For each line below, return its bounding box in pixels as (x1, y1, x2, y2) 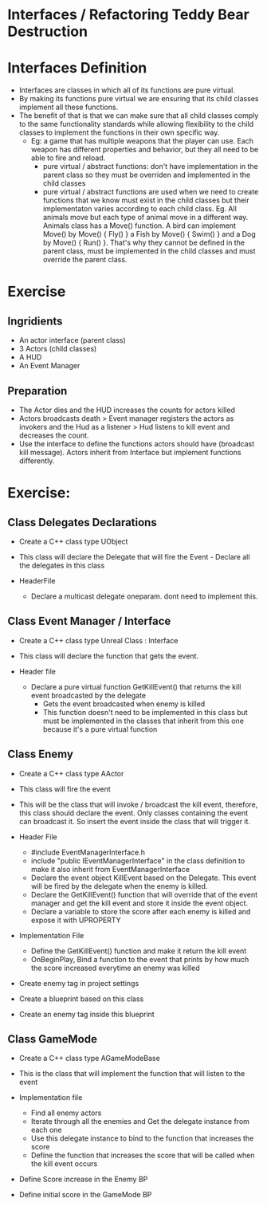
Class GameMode (7, 1032, 97, 1046)
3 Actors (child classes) (18, 344, 97, 354)
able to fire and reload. (30, 153, 106, 163)
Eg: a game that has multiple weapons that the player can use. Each (30, 136, 254, 146)
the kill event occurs (30, 1159, 98, 1169)
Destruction (7, 22, 88, 41)
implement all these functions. (18, 102, 119, 112)
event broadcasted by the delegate (30, 690, 147, 700)
